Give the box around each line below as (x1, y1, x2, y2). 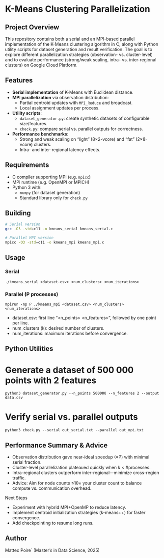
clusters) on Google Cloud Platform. (5, 62, 78, 68)
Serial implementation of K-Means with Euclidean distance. (12, 89, 134, 95)
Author (5, 534, 27, 543)
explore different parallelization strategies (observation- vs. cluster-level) (5, 52, 153, 57)
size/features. (19, 120, 48, 126)
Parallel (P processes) (5, 291, 58, 297)
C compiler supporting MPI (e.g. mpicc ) (12, 174, 91, 180)
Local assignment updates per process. (19, 105, 100, 111)
